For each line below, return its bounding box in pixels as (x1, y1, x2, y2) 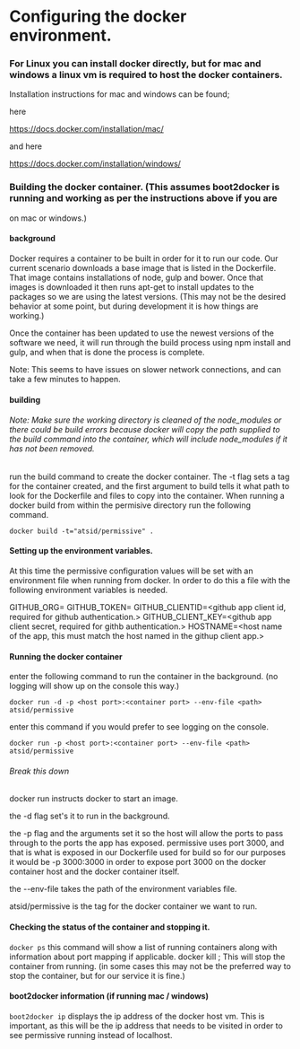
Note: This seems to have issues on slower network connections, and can (9, 363, 282, 374)
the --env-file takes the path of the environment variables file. (9, 884, 237, 895)
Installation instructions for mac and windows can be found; (9, 89, 230, 100)
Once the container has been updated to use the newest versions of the (9, 328, 275, 338)
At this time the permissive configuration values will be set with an (9, 565, 253, 576)
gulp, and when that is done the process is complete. (9, 346, 205, 357)
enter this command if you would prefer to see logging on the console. (9, 721, 269, 732)
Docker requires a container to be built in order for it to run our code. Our (9, 253, 279, 264)
